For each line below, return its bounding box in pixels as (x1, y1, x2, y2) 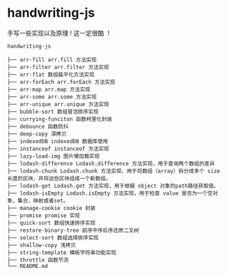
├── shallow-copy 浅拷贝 (7, 241, 77, 248)
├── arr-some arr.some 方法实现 (7, 93, 97, 101)
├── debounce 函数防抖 (7, 123, 69, 130)
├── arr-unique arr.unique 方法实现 (7, 101, 109, 107)
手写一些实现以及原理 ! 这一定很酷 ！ (7, 29, 112, 37)
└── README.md (7, 262, 49, 269)
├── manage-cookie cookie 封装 (7, 205, 96, 211)
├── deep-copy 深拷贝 (7, 131, 67, 137)
